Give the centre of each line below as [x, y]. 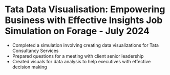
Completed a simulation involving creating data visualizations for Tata [86, 45]
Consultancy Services [35, 51]
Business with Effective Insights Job [84, 20]
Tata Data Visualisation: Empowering [85, 9]
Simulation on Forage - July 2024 [77, 31]
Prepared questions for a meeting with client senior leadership [78, 56]
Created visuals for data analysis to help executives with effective [81, 61]
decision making [29, 67]
